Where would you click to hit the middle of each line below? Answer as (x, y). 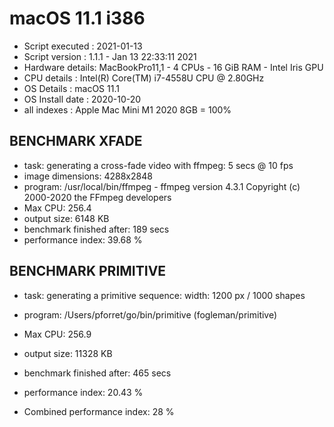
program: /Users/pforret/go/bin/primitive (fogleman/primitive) (150, 314)
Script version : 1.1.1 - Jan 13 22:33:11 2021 (110, 56)
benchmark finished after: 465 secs (97, 373)
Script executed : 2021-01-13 (83, 46)
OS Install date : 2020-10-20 (82, 99)
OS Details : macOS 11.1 (71, 88)
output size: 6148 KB (66, 218)
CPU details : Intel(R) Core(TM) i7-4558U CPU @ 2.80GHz (144, 78)
